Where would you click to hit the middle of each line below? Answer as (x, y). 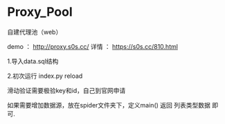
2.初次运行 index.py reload (45, 76)
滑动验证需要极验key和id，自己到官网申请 (66, 90)
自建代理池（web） (35, 32)
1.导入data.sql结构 (33, 61)
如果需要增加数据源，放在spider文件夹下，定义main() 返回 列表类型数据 (109, 105)
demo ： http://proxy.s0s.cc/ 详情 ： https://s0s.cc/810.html (93, 46)
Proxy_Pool (40, 12)
